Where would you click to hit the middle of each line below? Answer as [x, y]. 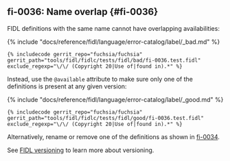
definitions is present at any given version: [67, 86]
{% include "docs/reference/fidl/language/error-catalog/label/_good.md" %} [115, 99]
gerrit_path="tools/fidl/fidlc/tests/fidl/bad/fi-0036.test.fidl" [104, 60]
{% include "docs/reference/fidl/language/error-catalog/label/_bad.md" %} [114, 42]
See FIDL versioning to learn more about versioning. [81, 150]
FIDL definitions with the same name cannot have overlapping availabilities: [113, 28]
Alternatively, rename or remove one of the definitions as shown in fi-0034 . [113, 136]
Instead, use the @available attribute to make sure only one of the [100, 79]
